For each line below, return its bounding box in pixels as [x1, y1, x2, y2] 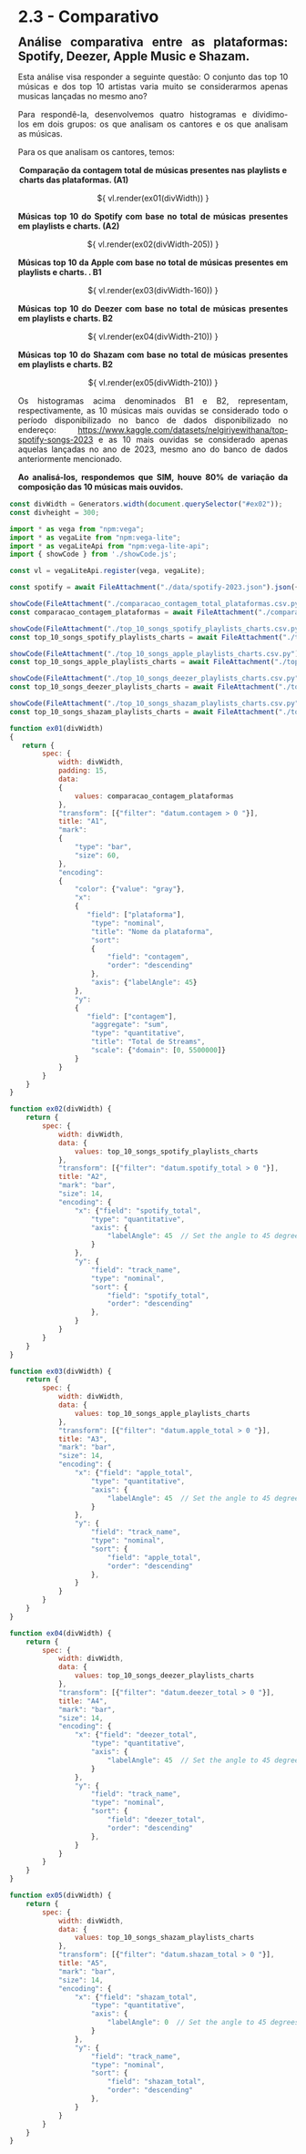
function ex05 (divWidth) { [9, 1891, 112, 1900]
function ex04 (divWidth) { [9, 1628, 112, 1637]
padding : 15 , [57, 766, 107, 775]
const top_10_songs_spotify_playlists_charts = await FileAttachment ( [9, 632, 283, 641]
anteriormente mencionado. [17, 454, 123, 464]
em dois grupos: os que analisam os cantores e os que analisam [32, 118, 289, 129]
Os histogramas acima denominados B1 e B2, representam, [17, 395, 289, 406]
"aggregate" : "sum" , [90, 1021, 169, 1030]
